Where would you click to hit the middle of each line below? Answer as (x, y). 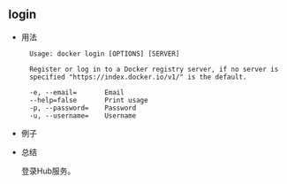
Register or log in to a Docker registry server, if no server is (154, 69)
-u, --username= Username (83, 115)
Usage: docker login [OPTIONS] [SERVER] (105, 54)
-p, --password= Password (83, 108)
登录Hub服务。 (48, 171)
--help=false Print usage (89, 100)
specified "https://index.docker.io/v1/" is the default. (138, 77)
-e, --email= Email (77, 92)
